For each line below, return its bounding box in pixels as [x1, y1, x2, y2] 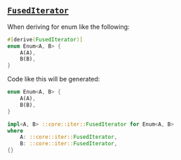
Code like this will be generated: [7, 75, 100, 84]
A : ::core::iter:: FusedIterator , [20, 133, 118, 141]
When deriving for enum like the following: [7, 22, 130, 31]
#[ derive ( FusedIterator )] [7, 36, 83, 43]
